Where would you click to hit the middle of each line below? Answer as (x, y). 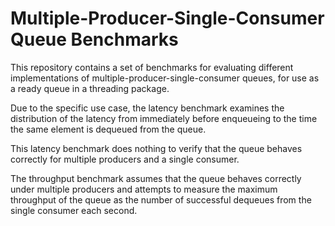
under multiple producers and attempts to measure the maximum (144, 189)
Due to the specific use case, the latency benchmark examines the (147, 108)
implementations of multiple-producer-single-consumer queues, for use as (165, 78)
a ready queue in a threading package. (90, 88)
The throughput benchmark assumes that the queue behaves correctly (156, 178)
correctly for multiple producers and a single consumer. (125, 159)
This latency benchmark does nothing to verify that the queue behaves (156, 148)
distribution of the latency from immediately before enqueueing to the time (164, 118)
